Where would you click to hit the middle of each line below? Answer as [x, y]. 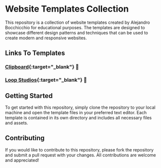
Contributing [25, 138]
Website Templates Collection [67, 9]
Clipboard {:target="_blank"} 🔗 [42, 67]
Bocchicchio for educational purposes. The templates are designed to [75, 27]
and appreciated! [22, 160]
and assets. [17, 123]
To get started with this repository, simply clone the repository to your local [80, 107]
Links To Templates [35, 53]
